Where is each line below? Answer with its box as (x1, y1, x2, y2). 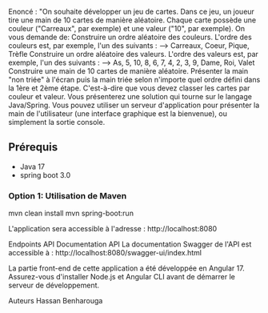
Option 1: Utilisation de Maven (8, 190, 127, 201)
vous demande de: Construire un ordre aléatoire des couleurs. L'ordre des (8, 32, 252, 42)
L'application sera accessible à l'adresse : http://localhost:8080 (8, 224, 218, 234)
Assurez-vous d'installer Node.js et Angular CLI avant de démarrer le (8, 272, 236, 282)
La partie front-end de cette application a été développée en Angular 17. (8, 263, 246, 273)
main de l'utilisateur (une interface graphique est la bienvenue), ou (8, 109, 228, 118)
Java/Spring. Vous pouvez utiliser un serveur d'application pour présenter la (8, 100, 260, 110)
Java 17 (19, 162, 46, 171)
